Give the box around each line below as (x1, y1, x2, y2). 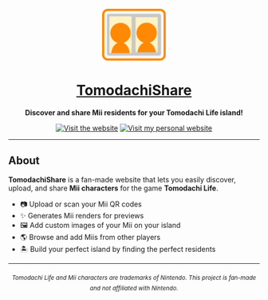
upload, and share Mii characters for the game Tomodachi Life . (8, 183, 219, 193)
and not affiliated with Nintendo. (89, 284, 179, 292)
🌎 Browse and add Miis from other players (19, 233, 161, 242)
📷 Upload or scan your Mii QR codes (19, 199, 142, 209)
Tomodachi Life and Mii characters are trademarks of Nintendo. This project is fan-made (11, 274, 257, 282)
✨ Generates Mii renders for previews (19, 211, 144, 221)
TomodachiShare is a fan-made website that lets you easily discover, (8, 175, 237, 185)
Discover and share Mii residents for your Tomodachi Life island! (25, 107, 243, 117)
